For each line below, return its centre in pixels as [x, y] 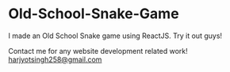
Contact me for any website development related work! [98, 51]
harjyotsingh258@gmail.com [55, 59]
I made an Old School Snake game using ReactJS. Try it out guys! [115, 36]
